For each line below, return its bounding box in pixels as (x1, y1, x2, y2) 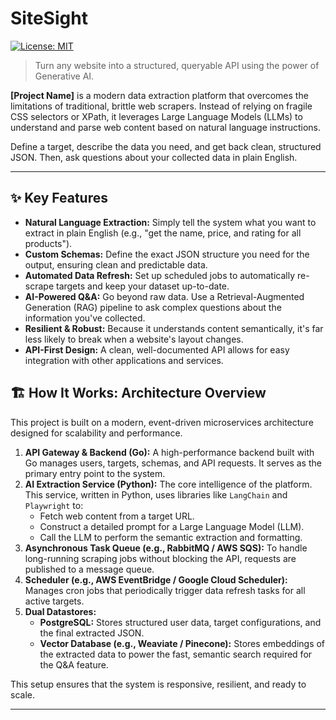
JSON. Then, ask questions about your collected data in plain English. (10, 151, 298, 163)
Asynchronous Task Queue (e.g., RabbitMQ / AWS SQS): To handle (24, 542, 308, 554)
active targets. (24, 595, 85, 607)
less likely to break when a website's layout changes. (24, 333, 244, 345)
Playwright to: (24, 499, 84, 511)
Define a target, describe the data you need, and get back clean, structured (10, 140, 322, 152)
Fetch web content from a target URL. (39, 510, 195, 522)
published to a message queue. (24, 563, 155, 575)
